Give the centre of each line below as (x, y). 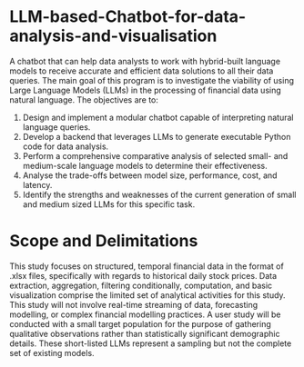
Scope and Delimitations (104, 241)
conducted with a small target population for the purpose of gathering (140, 323)
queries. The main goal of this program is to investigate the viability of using (152, 80)
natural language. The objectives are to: (84, 99)
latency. (37, 184)
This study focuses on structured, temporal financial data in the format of (147, 266)
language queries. (56, 127)
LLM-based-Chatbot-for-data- (128, 17)
